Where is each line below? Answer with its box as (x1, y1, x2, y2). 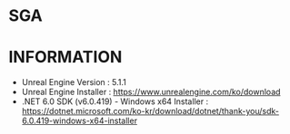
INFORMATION (8, 47, 123, 68)
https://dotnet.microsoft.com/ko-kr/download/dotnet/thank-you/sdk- (21, 106, 279, 117)
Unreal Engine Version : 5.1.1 (21, 77, 126, 88)
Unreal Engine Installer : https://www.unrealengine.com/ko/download (21, 87, 281, 98)
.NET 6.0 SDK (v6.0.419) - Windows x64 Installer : (21, 96, 209, 107)
